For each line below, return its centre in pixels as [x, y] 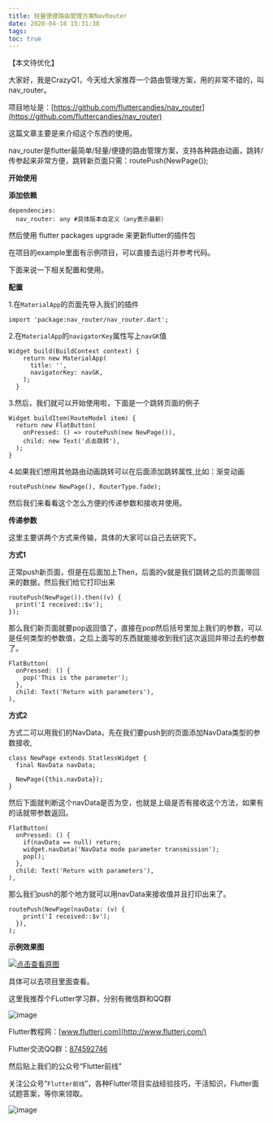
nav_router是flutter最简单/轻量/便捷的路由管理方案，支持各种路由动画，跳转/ [136, 150]
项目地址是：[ [31, 107]
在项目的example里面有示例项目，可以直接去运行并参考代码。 [112, 253]
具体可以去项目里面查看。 [51, 982]
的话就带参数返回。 [41, 813]
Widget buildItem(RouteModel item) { [72, 418]
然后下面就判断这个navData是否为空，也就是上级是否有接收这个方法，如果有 [136, 803]
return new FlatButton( [56, 426]
